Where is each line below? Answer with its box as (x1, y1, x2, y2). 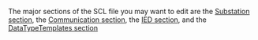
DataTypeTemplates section (8, 24, 99, 32)
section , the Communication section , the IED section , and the (8, 15, 207, 24)
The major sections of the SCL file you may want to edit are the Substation (8, 7, 250, 16)
